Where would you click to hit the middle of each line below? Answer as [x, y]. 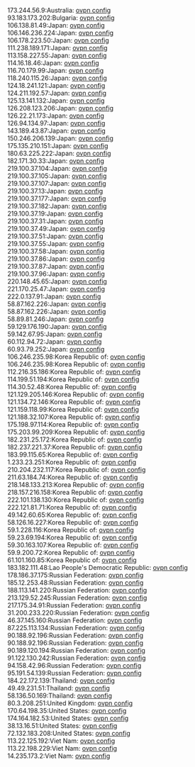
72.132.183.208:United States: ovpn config [69, 733]
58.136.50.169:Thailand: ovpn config [60, 695]
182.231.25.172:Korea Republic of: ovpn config [74, 440]
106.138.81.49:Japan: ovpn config [56, 25]
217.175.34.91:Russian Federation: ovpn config [74, 605]
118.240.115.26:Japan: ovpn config [57, 78]
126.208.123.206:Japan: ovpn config [60, 108]
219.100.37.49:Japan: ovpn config [56, 229]
